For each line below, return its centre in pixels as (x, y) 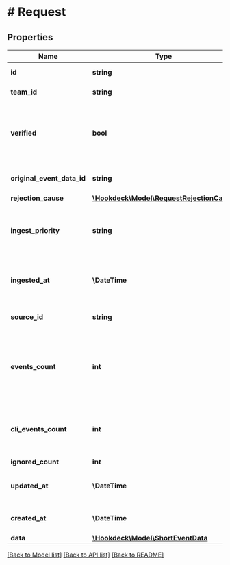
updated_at (29, 486)
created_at (28, 518)
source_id (27, 317)
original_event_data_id (48, 178)
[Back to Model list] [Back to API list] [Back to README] (86, 555)
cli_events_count (39, 429)
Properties (30, 37)
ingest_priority (35, 230)
